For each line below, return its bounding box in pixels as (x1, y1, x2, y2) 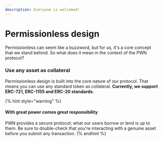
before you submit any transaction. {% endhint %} (5, 131, 107, 137)
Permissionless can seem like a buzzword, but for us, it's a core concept (5, 45, 152, 50)
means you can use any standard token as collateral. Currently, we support (5, 83, 158, 89)
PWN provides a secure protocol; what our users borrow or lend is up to (5, 120, 150, 126)
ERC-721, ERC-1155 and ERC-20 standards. (5, 89, 94, 94)
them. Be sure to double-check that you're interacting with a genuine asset (5, 125, 156, 131)
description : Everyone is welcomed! (5, 7, 80, 12)
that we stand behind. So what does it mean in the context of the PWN (5, 49, 147, 55)
